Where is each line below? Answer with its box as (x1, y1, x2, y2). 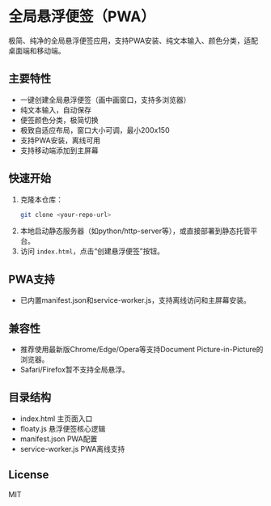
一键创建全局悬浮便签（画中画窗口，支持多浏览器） (19, 95, 191, 104)
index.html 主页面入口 (19, 414, 93, 423)
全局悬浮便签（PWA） (8, 7, 156, 26)
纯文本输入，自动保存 (19, 104, 91, 114)
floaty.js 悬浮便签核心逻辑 (19, 423, 106, 433)
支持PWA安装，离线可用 (19, 135, 101, 145)
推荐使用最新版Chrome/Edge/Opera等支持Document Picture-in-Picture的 (19, 345, 264, 355)
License (8, 468, 49, 482)
